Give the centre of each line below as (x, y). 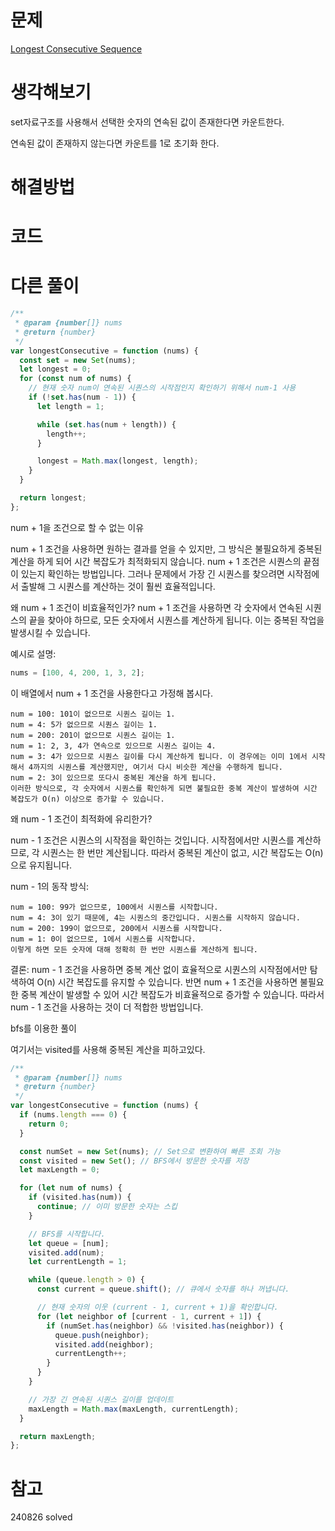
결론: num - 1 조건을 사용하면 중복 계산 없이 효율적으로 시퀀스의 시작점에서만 (159, 969)
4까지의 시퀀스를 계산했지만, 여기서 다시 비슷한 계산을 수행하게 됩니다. (155, 767)
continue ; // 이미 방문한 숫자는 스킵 (107, 1207)
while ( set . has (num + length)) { (106, 424)
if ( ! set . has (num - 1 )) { (82, 397)
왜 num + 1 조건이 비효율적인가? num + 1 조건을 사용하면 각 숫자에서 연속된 (156, 607)
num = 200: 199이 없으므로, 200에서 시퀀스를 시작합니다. (116, 928)
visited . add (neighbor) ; (104, 1344)
